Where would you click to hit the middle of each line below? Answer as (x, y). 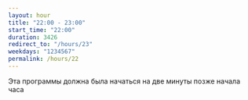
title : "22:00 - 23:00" (47, 23)
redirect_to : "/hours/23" (50, 45)
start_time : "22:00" (42, 30)
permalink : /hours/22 (44, 59)
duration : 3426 (33, 37)
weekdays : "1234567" (42, 52)
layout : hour (29, 15)
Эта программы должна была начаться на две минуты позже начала (124, 81)
